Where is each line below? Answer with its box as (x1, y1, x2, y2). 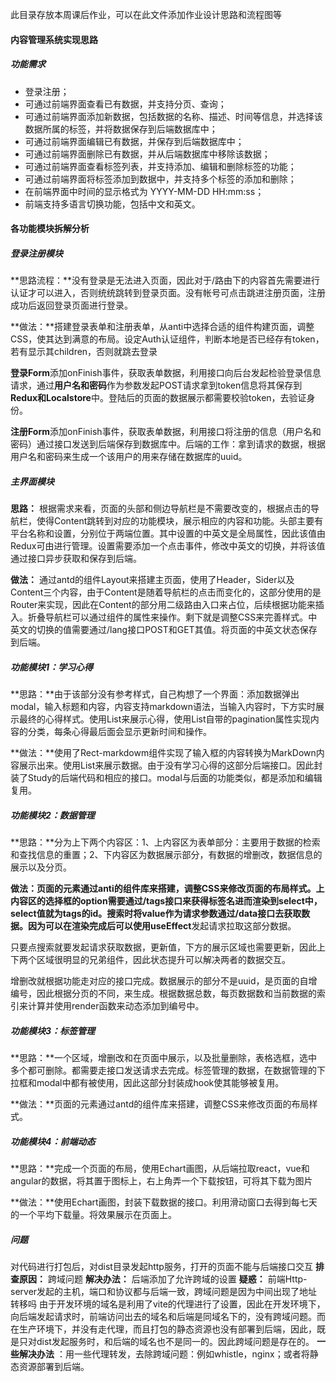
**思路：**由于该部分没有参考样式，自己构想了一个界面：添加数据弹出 (10, 688, 300, 700)
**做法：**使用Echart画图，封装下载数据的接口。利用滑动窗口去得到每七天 (10, 1196, 318, 1208)
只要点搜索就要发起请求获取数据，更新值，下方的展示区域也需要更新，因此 (10, 941, 317, 953)
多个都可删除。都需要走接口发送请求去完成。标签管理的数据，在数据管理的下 (10, 1064, 326, 1076)
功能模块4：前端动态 (10, 1135, 96, 1147)
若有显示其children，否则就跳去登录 (10, 346, 158, 358)
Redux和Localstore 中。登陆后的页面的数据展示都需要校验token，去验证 (10, 392, 307, 404)
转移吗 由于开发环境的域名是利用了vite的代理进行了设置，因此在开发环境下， (10, 1298, 326, 1310)
